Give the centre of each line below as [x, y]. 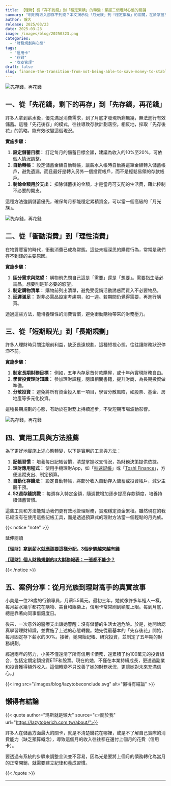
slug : [11, 72]
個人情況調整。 [28, 158]
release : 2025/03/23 [27, 24]
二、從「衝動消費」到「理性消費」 [59, 236]
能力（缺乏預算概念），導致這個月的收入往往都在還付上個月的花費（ [80, 739]
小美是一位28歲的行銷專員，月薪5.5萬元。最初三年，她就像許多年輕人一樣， [85, 601]
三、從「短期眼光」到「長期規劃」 [59, 331]
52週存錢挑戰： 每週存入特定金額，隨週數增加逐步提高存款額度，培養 [85, 494]
